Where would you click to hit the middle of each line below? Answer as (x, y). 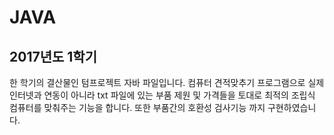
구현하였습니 (292, 107)
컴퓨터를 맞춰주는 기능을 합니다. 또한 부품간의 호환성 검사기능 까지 (137, 107)
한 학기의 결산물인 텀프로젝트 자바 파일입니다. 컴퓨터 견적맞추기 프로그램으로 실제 (167, 82)
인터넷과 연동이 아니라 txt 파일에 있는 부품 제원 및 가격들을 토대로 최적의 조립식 (162, 95)
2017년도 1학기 (53, 56)
